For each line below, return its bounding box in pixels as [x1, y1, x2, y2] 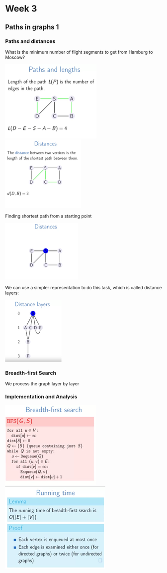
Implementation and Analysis [5, 393, 78, 400]
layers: [5, 290, 19, 296]
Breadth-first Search [5, 369, 56, 376]
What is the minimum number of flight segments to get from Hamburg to [5, 49, 153, 55]
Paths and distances [5, 38, 56, 45]
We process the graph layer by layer [5, 381, 80, 387]
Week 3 [5, 3, 37, 14]
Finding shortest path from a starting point [5, 213, 92, 219]
